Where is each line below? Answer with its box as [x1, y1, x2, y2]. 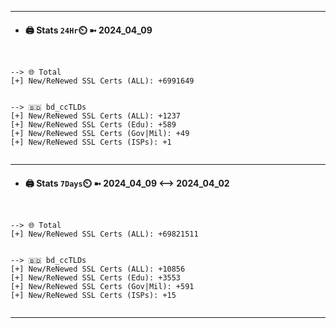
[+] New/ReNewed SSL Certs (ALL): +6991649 [10, 76, 195, 86]
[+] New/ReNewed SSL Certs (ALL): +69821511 [10, 229, 199, 240]
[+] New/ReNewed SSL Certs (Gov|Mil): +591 [10, 282, 195, 292]
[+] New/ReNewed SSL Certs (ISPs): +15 [10, 291, 177, 301]
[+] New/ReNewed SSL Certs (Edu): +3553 [10, 273, 182, 283]
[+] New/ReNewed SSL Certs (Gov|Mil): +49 [10, 129, 190, 139]
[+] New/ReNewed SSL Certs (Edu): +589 [10, 120, 177, 130]
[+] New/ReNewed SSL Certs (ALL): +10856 [10, 264, 186, 275]
